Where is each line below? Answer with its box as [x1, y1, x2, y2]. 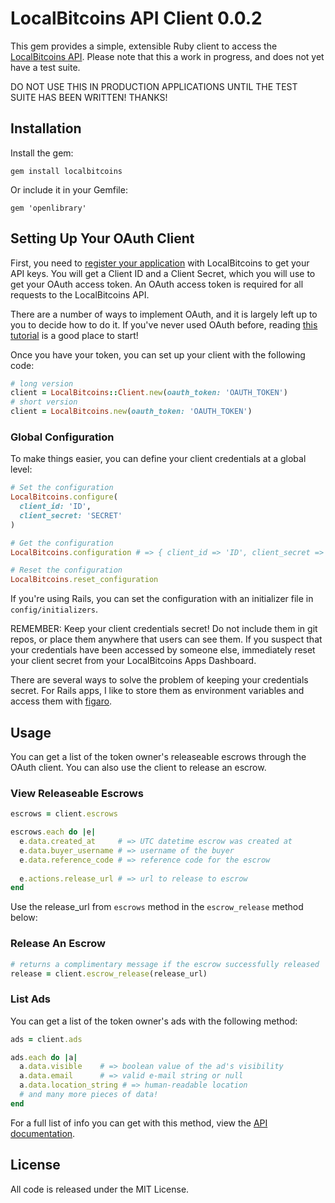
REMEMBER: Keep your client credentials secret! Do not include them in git [10, 623, 318, 635]
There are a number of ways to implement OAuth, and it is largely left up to [10, 308, 318, 320]
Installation [10, 120, 82, 137]
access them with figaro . [10, 695, 113, 707]
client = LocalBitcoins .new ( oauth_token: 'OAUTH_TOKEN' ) [10, 407, 253, 417]
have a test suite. [10, 61, 81, 73]
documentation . [10, 1127, 76, 1139]
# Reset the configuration [10, 565, 123, 576]
